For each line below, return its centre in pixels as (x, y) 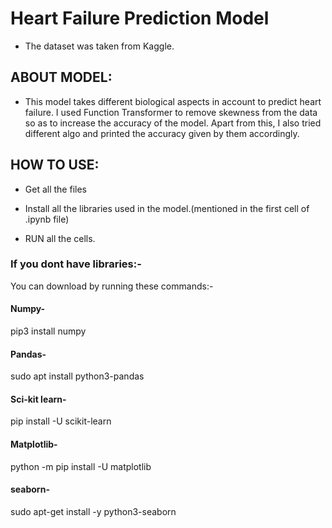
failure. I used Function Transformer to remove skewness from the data (171, 112)
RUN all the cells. (60, 238)
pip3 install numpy (48, 331)
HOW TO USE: (55, 165)
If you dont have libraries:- (76, 264)
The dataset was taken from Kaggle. (99, 46)
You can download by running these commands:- (112, 286)
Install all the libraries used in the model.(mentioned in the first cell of (167, 208)
